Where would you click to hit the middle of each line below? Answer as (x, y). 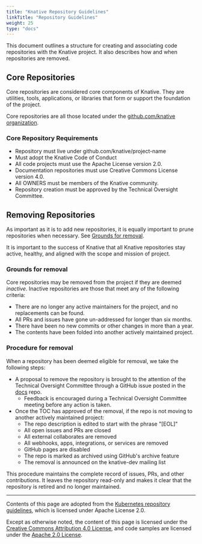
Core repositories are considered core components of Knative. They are (95, 92)
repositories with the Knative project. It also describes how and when (92, 52)
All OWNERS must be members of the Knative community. (87, 183)
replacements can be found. (50, 313)
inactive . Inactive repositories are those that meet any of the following (93, 289)
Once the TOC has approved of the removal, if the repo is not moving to (104, 411)
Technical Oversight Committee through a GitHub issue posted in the (100, 385)
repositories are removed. (38, 58)
